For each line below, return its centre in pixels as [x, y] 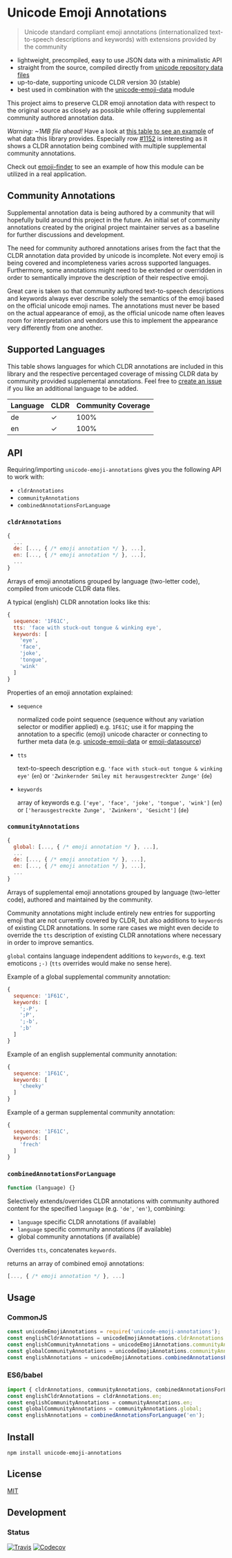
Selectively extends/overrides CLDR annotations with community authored [113, 1201]
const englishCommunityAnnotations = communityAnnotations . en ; [100, 1402]
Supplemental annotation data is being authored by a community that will [111, 212]
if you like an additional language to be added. [73, 388]
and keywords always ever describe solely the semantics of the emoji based [116, 298]
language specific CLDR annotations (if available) [87, 1222]
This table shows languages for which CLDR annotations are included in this [115, 366]
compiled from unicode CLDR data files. [64, 588]
